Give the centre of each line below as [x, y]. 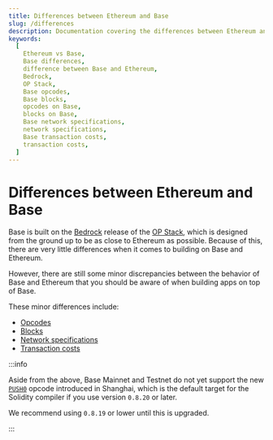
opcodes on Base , [52, 107]
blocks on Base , [51, 115]
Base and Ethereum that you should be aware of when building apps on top [134, 282]
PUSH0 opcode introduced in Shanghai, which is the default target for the [129, 389]
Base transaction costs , [65, 137]
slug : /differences [41, 24]
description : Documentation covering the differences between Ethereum [132, 31]
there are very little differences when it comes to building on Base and [126, 250]
